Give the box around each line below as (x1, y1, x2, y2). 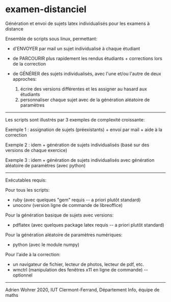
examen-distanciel (5, 4, 87, 15)
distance (5, 25, 24, 32)
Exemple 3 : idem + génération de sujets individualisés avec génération (5, 157, 155, 163)
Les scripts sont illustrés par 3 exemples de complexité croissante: (5, 116, 145, 123)
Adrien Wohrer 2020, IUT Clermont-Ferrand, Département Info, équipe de (5, 286, 160, 293)
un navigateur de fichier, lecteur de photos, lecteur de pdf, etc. (12, 261, 144, 267)
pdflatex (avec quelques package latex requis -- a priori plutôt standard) (12, 222, 164, 228)
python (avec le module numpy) (12, 241, 80, 248)
